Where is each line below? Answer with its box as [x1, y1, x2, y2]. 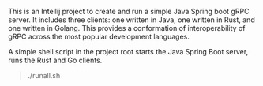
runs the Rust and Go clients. [8, 55, 103, 65]
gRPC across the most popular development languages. [8, 32, 190, 41]
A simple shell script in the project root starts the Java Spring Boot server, [8, 47, 249, 56]
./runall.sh [27, 71, 61, 80]
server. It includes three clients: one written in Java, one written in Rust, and [8, 15, 255, 24]
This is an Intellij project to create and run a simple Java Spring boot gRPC [8, 7, 250, 16]
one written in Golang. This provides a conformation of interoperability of [8, 24, 246, 32]
